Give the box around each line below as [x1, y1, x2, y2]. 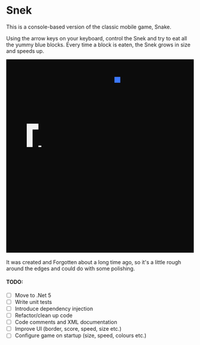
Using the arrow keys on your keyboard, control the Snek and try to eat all [6, 34, 187, 42]
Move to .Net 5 [14, 291, 52, 299]
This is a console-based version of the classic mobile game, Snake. [6, 23, 171, 30]
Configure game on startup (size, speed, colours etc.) [14, 332, 147, 339]
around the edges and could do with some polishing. [6, 265, 135, 272]
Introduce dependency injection [14, 305, 93, 312]
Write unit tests [14, 298, 52, 305]
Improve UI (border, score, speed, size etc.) [14, 325, 122, 333]
